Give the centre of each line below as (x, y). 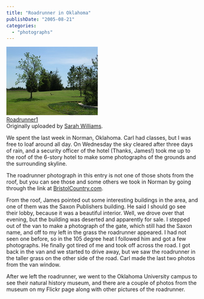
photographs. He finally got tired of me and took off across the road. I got (98, 246)
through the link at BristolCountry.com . (55, 188)
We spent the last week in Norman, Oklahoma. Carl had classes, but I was (99, 138)
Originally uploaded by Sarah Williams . (55, 126)
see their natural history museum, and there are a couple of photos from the (101, 283)
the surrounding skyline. (37, 163)
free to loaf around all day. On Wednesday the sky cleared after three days (100, 144)
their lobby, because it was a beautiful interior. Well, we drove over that (95, 213)
